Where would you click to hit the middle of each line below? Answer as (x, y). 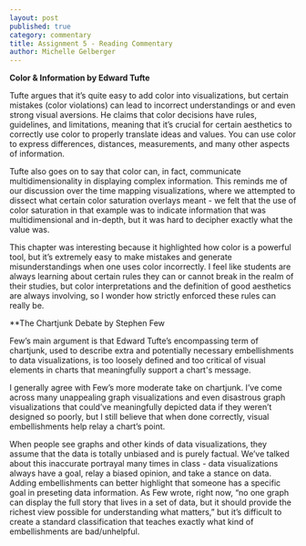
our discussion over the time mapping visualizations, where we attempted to (153, 191)
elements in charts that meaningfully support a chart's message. (131, 370)
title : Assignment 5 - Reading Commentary (91, 43)
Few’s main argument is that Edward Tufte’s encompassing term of (134, 341)
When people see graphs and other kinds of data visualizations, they (138, 445)
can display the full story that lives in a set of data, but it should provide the (150, 502)
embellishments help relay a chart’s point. (87, 426)
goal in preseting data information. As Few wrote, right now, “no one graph (149, 493)
